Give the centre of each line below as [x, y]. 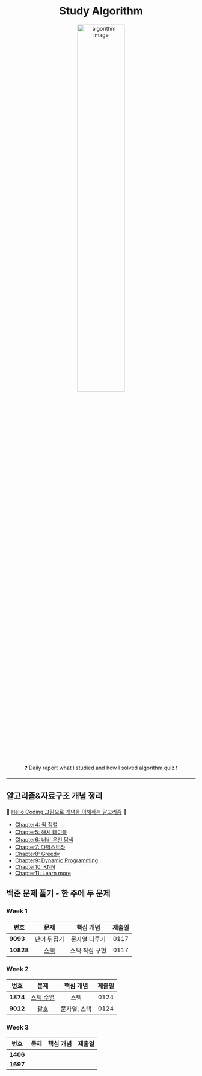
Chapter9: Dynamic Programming [56, 860]
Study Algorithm [101, 11]
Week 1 [17, 911]
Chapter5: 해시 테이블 [41, 832]
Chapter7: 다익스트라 [40, 847]
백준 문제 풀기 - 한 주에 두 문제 [58, 894]
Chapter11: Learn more [43, 873]
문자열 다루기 [88, 939]
